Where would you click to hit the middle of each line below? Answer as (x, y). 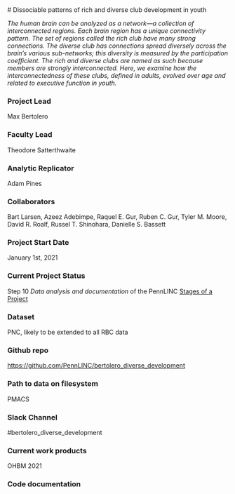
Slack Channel (32, 417)
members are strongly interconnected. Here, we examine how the (102, 68)
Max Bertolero (28, 116)
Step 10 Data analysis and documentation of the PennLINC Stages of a (110, 291)
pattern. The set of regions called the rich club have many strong (102, 38)
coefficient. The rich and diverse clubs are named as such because (105, 61)
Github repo (28, 350)
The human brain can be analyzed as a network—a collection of (101, 23)
